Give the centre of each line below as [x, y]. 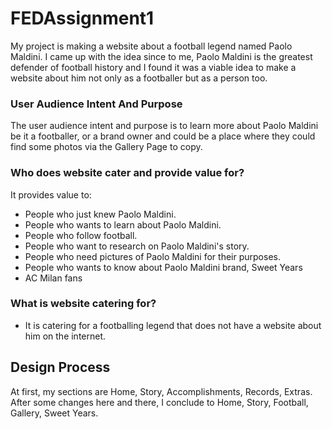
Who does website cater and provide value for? [127, 173]
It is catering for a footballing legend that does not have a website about [173, 325]
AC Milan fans [53, 278]
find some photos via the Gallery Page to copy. [106, 147]
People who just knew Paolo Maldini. [100, 214]
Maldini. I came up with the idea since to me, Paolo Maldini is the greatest [161, 56]
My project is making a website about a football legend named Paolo [151, 46]
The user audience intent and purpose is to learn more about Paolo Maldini [164, 126]
